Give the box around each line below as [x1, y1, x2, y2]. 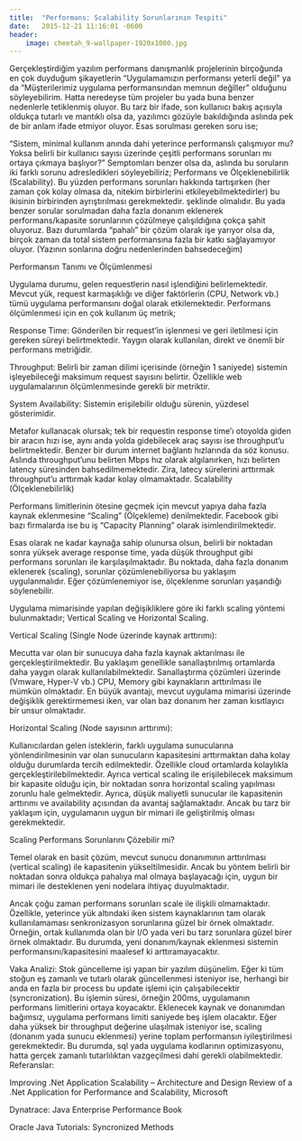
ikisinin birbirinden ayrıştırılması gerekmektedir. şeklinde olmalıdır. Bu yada [9, 196, 286, 207]
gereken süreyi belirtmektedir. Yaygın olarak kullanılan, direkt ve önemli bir [9, 335, 286, 346]
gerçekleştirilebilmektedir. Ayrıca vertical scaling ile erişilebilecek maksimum [9, 769, 293, 780]
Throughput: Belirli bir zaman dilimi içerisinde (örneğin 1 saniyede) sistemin [9, 362, 288, 373]
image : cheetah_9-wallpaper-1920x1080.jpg [25, 38, 188, 48]
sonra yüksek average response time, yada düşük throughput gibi [9, 547, 253, 558]
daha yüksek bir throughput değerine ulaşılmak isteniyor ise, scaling [9, 1022, 262, 1033]
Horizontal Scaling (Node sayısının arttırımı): [9, 723, 173, 734]
